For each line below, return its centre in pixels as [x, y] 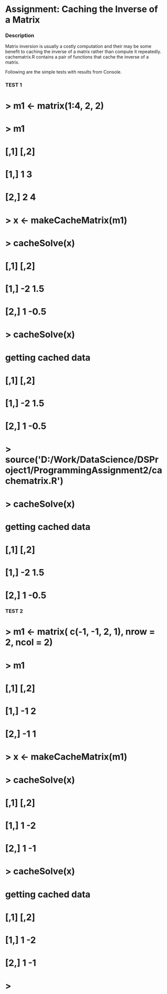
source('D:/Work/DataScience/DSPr [82, 460]
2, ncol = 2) [29, 642]
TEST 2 [14, 611]
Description [20, 36]
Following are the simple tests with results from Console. [63, 72]
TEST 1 [14, 85]
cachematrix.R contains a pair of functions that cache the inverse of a [77, 57]
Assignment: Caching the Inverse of [82, 9]
